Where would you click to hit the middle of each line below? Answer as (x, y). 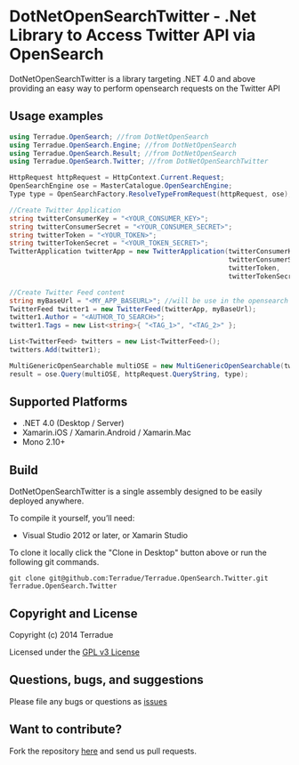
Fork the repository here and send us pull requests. (103, 751)
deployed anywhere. (47, 501)
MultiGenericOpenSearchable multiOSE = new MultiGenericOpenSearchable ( (147, 366)
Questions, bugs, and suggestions (106, 680)
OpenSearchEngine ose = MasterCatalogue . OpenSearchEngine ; (121, 186)
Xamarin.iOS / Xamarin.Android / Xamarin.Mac (106, 432)
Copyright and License (73, 613)
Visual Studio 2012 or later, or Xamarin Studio (105, 535)
